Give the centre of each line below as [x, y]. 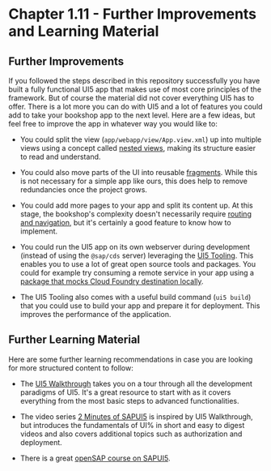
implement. [39, 231]
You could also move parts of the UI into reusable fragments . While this [139, 172]
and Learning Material [84, 31]
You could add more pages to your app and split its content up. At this [136, 205]
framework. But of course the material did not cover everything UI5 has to [131, 98]
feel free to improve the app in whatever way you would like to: [113, 124]
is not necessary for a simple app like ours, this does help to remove [134, 181]
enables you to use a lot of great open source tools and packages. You [138, 264]
